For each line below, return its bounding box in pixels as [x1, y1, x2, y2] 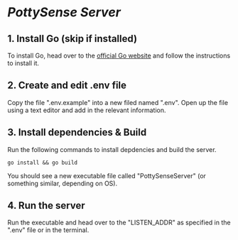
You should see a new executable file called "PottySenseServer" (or [7, 171, 206, 180]
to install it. [7, 59, 40, 67]
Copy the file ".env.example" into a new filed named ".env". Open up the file [7, 98, 229, 107]
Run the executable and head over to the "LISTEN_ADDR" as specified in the [7, 218, 231, 227]
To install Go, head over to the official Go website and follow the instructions [7, 51, 231, 60]
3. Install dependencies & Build [7, 126, 147, 138]
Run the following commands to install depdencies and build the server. [7, 145, 217, 153]
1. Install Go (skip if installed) [7, 33, 137, 45]
